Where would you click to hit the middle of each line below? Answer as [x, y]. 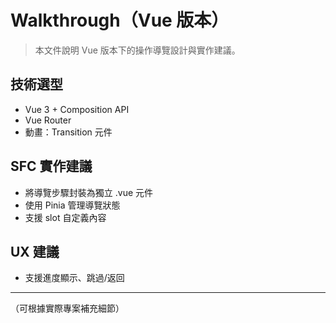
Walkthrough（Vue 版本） [120, 20]
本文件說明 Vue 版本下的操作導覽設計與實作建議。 [137, 50]
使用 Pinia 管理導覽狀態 [72, 205]
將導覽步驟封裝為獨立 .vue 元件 [89, 192]
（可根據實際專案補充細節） [67, 308]
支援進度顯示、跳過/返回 [74, 278]
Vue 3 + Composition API [77, 109]
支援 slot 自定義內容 [65, 217]
